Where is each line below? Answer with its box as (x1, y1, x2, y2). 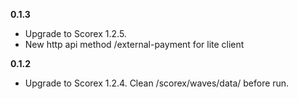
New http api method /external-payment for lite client (24, 39, 245, 50)
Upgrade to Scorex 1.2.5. (24, 28, 127, 39)
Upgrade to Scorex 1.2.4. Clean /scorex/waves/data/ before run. (24, 77, 290, 89)
